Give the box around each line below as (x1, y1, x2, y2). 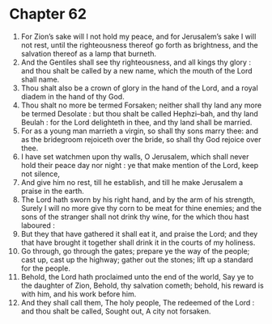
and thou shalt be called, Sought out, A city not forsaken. (20, 306, 211, 316)
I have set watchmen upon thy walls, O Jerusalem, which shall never (20, 151, 249, 162)
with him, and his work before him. (20, 288, 137, 299)
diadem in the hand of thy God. (20, 91, 125, 101)
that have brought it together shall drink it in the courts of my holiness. (20, 238, 256, 247)
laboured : (20, 220, 56, 230)
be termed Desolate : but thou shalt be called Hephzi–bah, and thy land (20, 108, 258, 118)
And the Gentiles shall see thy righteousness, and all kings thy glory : (20, 57, 252, 67)
